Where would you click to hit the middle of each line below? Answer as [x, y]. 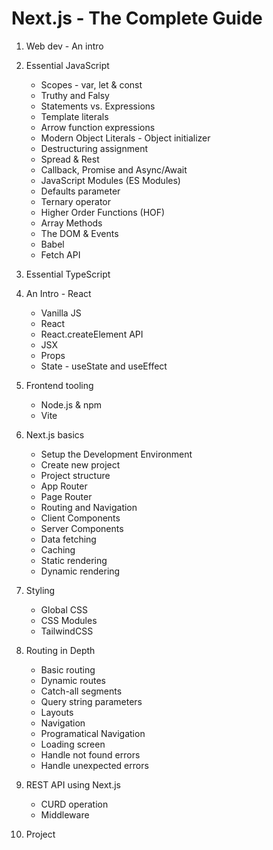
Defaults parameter [80, 191]
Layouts [57, 712]
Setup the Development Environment [116, 454]
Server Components [82, 528]
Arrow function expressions [98, 127]
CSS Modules [69, 620]
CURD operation [74, 804]
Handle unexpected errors [94, 765]
